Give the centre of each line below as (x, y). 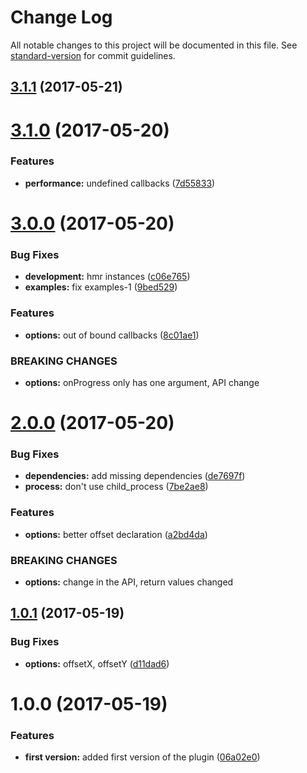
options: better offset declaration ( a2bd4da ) (116, 534)
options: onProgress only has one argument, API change (142, 382)
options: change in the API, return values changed (129, 582)
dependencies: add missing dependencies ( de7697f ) (135, 476)
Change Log (61, 17)
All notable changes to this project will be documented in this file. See (154, 45)
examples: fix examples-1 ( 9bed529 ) (101, 287)
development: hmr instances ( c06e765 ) (107, 277)
